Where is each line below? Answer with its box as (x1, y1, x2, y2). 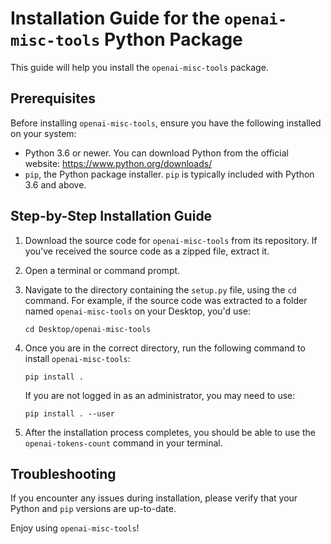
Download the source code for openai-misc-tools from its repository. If (24, 234, 318, 246)
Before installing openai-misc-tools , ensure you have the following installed (10, 117, 322, 129)
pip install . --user (24, 408, 115, 419)
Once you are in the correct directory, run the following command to (24, 342, 306, 354)
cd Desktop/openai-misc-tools (24, 324, 152, 334)
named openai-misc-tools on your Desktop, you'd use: (24, 305, 251, 317)
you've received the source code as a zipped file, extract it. (24, 245, 270, 257)
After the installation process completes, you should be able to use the (24, 426, 316, 438)
